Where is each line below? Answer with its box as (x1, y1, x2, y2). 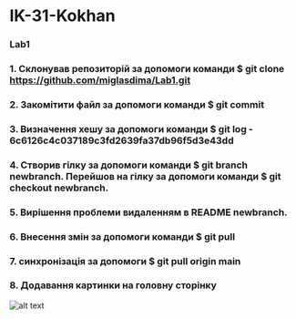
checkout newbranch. (9, 181, 109, 194)
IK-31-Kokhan (9, 5, 116, 26)
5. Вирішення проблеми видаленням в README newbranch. (9, 206, 289, 219)
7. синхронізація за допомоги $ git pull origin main (9, 254, 241, 267)
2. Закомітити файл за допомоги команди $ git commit (9, 98, 265, 110)
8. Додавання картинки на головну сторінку (9, 279, 217, 292)
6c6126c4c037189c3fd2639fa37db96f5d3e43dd (9, 134, 234, 147)
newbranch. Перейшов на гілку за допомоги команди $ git (9, 170, 281, 182)
